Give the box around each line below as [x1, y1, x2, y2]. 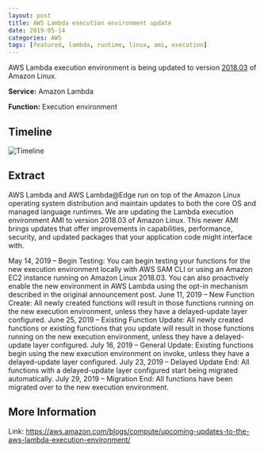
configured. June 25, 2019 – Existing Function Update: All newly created [8, 315, 243, 324]
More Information [8, 405, 97, 419]
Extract [8, 169, 45, 182]
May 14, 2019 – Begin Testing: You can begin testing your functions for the [8, 255, 251, 266]
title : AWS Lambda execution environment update [8, 19, 172, 27]
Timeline [8, 124, 53, 139]
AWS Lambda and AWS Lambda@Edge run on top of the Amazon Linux [8, 190, 241, 199]
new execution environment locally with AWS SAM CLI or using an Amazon [8, 264, 253, 274]
